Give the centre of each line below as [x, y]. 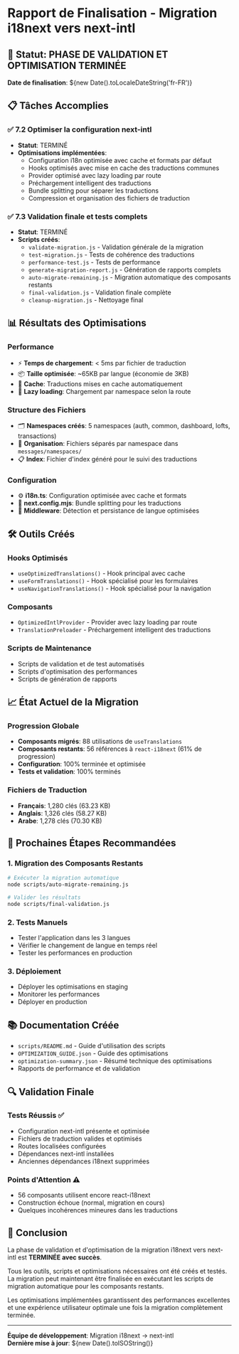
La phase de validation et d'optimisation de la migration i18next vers [107, 1249]
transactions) [37, 436]
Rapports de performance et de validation [79, 1069]
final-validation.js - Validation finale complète [100, 292]
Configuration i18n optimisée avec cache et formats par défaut [120, 160]
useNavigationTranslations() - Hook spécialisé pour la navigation [114, 588]
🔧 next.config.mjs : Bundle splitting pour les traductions [99, 503]
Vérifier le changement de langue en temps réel [87, 945]
